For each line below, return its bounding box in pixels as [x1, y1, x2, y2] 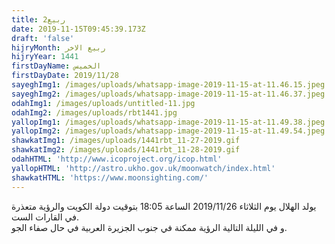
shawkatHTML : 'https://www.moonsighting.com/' [11, 172, 209, 183]
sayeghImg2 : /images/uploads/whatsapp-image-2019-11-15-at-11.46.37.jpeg [11, 89, 326, 99]
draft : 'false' [11, 33, 75, 43]
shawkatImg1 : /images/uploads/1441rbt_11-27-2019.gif [11, 136, 241, 146]
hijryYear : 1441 [11, 52, 79, 62]
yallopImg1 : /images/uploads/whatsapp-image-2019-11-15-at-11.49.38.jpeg [11, 117, 326, 127]
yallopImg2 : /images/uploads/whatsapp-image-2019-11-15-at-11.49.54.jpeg [11, 126, 326, 136]
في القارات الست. [11, 211, 80, 223]
